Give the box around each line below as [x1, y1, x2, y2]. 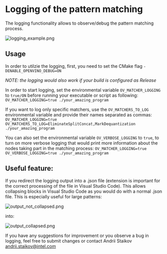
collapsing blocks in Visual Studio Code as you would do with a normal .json [5, 188, 162, 194]
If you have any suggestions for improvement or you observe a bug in [5, 232, 149, 238]
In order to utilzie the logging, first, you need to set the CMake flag [5, 63, 143, 69]
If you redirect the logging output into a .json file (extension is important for [5, 177, 160, 184]
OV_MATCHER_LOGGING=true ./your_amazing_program [5, 97, 109, 102]
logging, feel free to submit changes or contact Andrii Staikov [5, 237, 132, 244]
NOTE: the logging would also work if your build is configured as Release [5, 77, 156, 83]
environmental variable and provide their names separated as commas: [5, 111, 152, 117]
